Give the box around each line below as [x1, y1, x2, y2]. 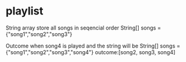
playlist [5, 4, 44, 18]
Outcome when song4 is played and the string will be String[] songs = [5, 42, 181, 49]
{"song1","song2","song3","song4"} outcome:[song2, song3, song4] [5, 48, 176, 55]
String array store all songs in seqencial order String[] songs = [5, 24, 161, 31]
